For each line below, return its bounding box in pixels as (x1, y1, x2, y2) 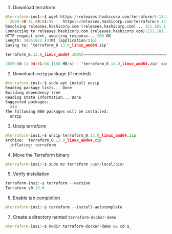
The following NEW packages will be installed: (5, 109, 109, 114)
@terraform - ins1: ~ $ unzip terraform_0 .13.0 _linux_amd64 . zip (5, 133, 137, 138)
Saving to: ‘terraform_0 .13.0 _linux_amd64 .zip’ (5, 43, 109, 48)
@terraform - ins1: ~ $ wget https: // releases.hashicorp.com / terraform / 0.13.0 (5, 14, 168, 19)
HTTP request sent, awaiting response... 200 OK (5, 33, 111, 38)
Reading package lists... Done (5, 85, 72, 90)
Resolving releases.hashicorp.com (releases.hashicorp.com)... (5, 24, 143, 29)
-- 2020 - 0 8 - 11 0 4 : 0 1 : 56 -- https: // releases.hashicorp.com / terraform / (5, 19, 157, 24)
